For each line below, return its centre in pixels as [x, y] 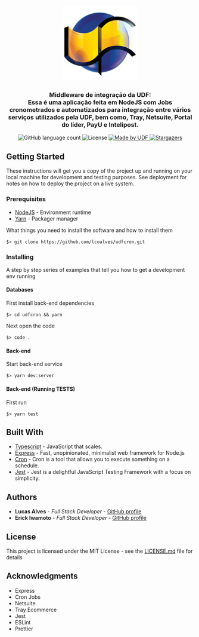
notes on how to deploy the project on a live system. [70, 183]
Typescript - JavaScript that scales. [58, 446]
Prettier [24, 629]
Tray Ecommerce [36, 610]
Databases [20, 290]
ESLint [23, 622]
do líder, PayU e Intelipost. [100, 125]
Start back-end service [34, 364]
